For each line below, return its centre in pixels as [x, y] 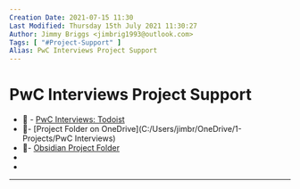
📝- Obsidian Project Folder [71, 148]
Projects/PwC [47, 138]
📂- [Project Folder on [61, 129]
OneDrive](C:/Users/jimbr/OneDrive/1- [172, 129]
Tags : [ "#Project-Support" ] [66, 42]
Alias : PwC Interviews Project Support [83, 51]
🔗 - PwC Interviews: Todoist [73, 119]
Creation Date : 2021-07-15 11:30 [71, 17]
